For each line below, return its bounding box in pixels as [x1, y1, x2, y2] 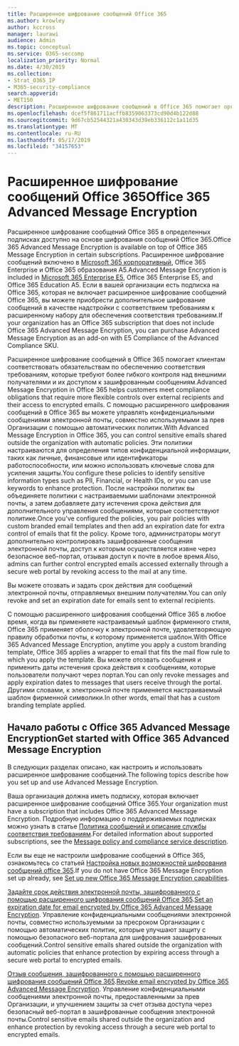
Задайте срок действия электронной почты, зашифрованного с [7, 887, 201, 896]
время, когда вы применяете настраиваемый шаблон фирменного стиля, [7, 617, 231, 626]
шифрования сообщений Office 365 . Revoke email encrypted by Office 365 [7, 977, 229, 985]
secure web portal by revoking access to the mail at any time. [7, 568, 187, 576]
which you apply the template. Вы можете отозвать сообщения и [7, 655, 201, 664]
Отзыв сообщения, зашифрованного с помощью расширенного [7, 969, 201, 978]
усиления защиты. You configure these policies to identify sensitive [7, 468, 205, 478]
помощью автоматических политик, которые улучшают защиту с [7, 925, 206, 934]
